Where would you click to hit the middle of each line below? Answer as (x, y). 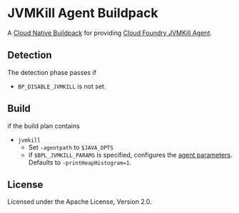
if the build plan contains (44, 125)
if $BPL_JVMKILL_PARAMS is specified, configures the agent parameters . (131, 155)
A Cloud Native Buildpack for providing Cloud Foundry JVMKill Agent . (110, 33)
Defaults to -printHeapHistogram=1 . (80, 162)
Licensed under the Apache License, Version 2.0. (80, 202)
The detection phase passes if (52, 72)
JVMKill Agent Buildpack (83, 13)
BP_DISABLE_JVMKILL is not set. (62, 86)
